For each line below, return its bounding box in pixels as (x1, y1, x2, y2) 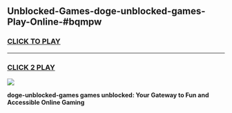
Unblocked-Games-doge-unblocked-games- (7, 5, 206, 17)
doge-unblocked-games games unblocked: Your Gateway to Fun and (7, 90, 209, 99)
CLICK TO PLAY (7, 37, 61, 47)
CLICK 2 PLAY (7, 62, 55, 72)
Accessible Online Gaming (7, 98, 85, 106)
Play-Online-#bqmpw (7, 16, 102, 28)
